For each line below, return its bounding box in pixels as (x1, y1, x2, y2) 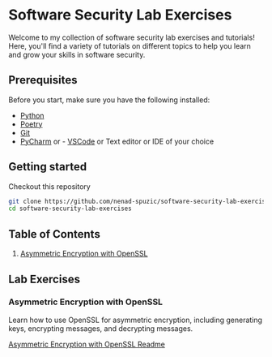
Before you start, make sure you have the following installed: (8, 95, 210, 105)
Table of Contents (8, 227, 101, 241)
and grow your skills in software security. (8, 49, 146, 59)
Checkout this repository (8, 181, 91, 191)
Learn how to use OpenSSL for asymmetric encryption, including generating (8, 315, 263, 325)
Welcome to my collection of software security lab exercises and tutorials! (8, 32, 255, 42)
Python (19, 110, 45, 120)
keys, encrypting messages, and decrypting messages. (8, 323, 193, 333)
